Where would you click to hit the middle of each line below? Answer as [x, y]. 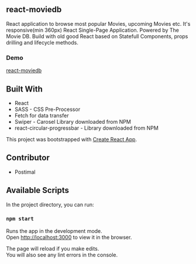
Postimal [25, 172]
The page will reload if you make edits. [53, 248]
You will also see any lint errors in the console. [62, 255]
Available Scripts [37, 190]
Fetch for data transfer [42, 115]
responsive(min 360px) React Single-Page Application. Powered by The [93, 30]
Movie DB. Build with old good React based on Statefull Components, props [97, 36]
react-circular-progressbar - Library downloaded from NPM [87, 128]
